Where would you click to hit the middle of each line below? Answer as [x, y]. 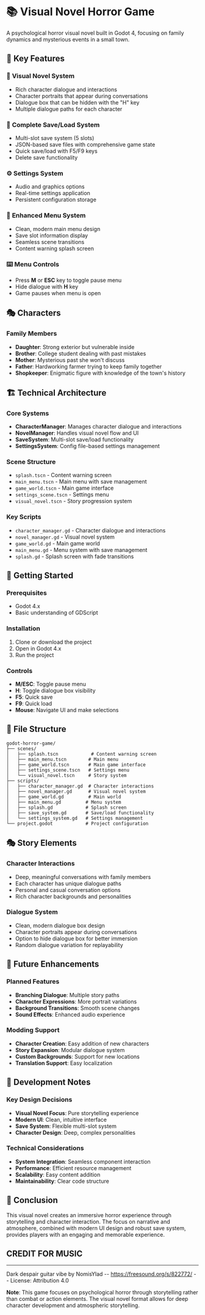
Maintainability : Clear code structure [62, 1181]
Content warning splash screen [55, 248]
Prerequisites [27, 593]
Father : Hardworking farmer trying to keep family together [88, 366]
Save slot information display [52, 235]
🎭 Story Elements [42, 843]
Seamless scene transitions [50, 241]
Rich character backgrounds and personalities [73, 896]
